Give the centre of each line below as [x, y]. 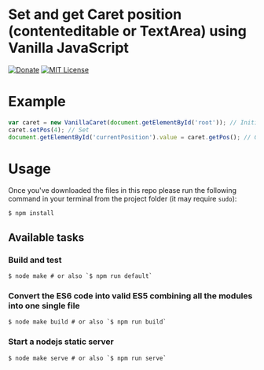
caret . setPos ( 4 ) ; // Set [49, 130]
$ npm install [31, 213]
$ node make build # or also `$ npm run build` [88, 322]
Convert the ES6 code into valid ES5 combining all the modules [130, 296]
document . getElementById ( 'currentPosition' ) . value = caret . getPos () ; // [130, 137]
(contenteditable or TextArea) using [128, 31]
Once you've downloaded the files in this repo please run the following [123, 191]
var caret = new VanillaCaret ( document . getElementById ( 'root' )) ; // [123, 122]
